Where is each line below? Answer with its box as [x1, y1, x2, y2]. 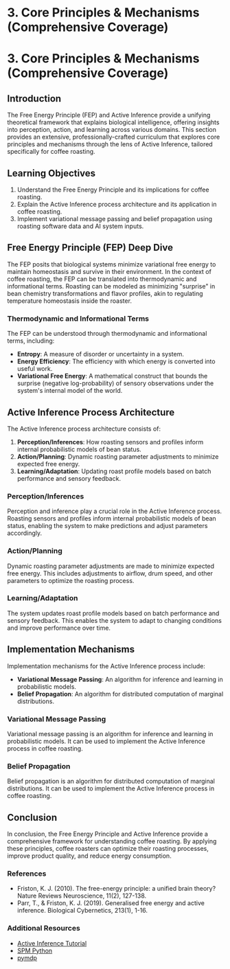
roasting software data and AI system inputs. [16, 222, 144, 230]
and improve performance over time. [7, 624, 111, 632]
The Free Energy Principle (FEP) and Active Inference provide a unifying [7, 111, 211, 119]
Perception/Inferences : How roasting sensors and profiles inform [16, 437, 204, 446]
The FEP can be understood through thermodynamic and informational [7, 330, 207, 338]
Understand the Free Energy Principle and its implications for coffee [16, 185, 209, 194]
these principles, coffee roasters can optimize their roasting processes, [7, 845, 209, 853]
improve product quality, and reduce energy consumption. [7, 852, 172, 860]
